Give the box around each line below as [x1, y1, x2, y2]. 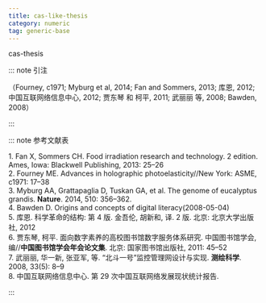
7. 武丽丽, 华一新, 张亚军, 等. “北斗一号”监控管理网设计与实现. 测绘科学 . [8, 253, 242, 263]
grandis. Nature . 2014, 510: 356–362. [8, 194, 132, 204]
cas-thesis [8, 49, 44, 59]
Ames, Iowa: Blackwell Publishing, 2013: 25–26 [8, 160, 164, 170]
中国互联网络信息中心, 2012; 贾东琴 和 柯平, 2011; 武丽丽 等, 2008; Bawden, [8, 93, 257, 102]
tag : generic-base [8, 27, 70, 35]
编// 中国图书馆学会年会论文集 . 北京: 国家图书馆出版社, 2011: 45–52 [8, 243, 227, 252]
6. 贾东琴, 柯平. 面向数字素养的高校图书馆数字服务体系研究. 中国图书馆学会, [8, 233, 257, 243]
